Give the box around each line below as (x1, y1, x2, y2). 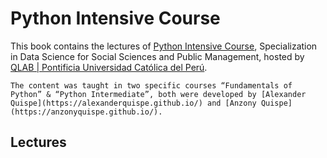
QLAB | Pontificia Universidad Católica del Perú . (10, 61, 208, 73)
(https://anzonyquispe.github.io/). (10, 107, 163, 117)
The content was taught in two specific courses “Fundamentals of (10, 80, 293, 91)
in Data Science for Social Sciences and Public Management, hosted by (10, 50, 305, 62)
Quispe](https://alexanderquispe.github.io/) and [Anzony (10, 98, 257, 108)
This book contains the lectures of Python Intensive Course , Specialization (10, 40, 318, 52)
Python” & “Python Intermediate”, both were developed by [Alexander (10, 89, 307, 99)
